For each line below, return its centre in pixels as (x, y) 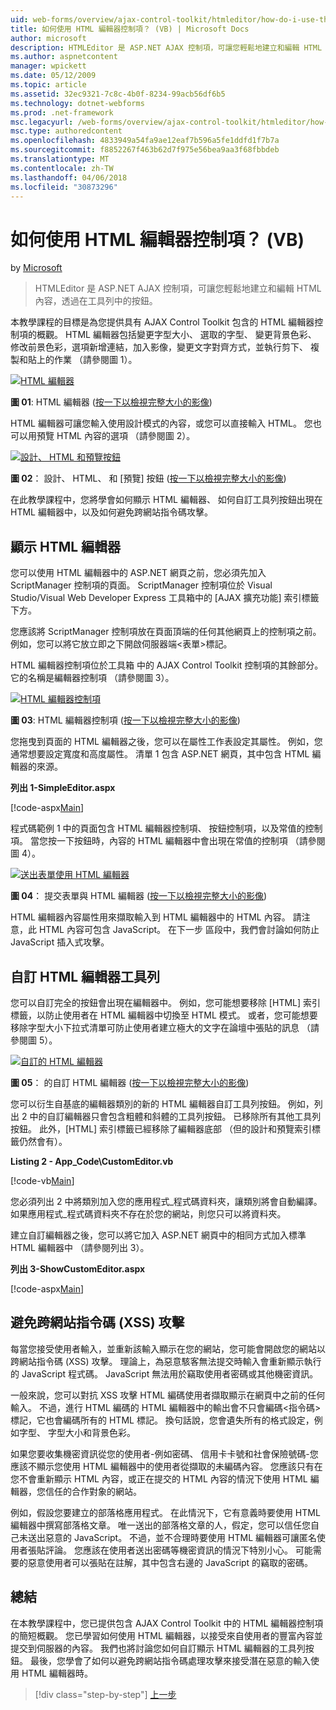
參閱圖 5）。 (34, 1040)
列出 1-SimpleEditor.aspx (63, 788)
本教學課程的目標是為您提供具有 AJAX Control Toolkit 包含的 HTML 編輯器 (162, 322)
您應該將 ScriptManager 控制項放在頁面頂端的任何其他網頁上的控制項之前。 (166, 632)
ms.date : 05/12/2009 (53, 76)
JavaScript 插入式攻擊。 (60, 942)
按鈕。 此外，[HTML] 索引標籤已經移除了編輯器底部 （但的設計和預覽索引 (161, 1128)
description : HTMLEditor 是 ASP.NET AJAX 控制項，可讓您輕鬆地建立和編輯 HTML (166, 47)
